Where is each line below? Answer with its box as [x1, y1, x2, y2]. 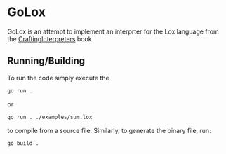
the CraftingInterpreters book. [7, 34, 94, 43]
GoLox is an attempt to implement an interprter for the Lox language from [7, 27, 219, 36]
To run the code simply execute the [7, 73, 110, 82]
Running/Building [7, 55, 86, 67]
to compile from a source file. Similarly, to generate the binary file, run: [7, 126, 212, 134]
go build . [7, 139, 39, 147]
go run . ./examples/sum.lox [7, 113, 93, 120]
